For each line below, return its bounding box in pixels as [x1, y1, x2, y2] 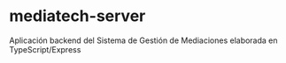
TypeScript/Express [9, 44, 81, 54]
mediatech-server [9, 6, 146, 26]
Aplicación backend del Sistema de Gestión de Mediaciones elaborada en [9, 35, 278, 45]
